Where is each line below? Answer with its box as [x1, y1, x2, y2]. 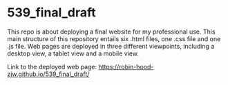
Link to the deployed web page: [7, 62, 97, 71]
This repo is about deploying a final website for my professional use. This [7, 27, 216, 36]
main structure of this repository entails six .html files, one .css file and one [7, 34, 221, 42]
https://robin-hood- [98, 62, 154, 71]
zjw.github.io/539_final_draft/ [7, 70, 90, 78]
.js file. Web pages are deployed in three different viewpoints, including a [7, 42, 215, 50]
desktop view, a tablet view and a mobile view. [7, 49, 140, 58]
